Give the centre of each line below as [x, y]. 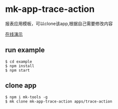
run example [25, 50]
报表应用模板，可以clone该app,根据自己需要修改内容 [59, 23]
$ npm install [20, 66]
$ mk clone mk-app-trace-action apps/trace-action [59, 101]
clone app [21, 86]
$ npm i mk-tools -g [27, 97]
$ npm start [17, 70]
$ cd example [19, 61]
